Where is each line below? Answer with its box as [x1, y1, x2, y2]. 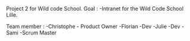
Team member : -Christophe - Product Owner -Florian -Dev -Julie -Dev [6, 23, 180, 30]
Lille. [6, 11, 18, 18]
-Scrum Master [20, 29, 57, 36]
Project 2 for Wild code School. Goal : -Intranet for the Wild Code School [6, 5, 184, 12]
